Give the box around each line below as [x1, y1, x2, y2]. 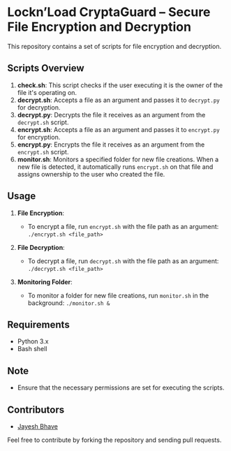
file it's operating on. [17, 88, 77, 96]
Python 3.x [17, 337, 49, 346]
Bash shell [17, 345, 47, 353]
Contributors [7, 404, 65, 415]
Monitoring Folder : [17, 277, 73, 286]
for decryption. [17, 103, 61, 112]
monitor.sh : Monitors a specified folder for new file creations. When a [17, 155, 218, 163]
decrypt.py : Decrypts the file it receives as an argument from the [17, 110, 206, 119]
